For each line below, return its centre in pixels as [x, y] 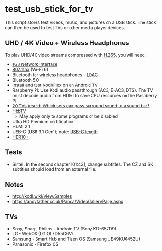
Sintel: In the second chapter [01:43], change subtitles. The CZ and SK [83, 164]
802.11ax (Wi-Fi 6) [30, 69]
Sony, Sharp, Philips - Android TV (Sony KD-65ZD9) [64, 229]
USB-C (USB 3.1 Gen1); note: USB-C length [55, 132]
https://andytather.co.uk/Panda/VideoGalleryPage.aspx [67, 202]
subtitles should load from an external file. [54, 169]
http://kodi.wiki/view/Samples [42, 196]
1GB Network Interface [35, 64]
